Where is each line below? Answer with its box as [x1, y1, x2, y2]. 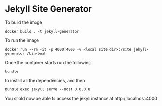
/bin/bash [26, 51, 47, 56]
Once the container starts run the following [5, 59, 91, 65]
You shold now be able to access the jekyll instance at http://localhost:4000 [5, 95, 157, 101]
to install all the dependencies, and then [5, 77, 85, 83]
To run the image [5, 37, 39, 43]
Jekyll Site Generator [5, 3, 92, 15]
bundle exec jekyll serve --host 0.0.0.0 [5, 87, 90, 92]
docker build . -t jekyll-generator [5, 29, 79, 34]
